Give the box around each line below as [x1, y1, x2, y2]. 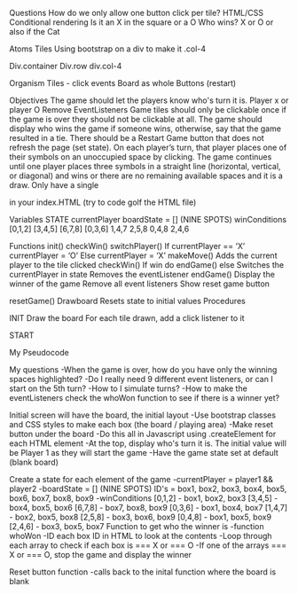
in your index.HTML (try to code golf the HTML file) [9, 197, 197, 207]
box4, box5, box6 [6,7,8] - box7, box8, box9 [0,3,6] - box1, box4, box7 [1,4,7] [9, 503, 288, 512]
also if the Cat [9, 27, 60, 36]
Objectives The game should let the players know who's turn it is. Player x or [9, 95, 289, 106]
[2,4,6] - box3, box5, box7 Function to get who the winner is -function [9, 521, 264, 531]
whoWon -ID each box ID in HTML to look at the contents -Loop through [9, 531, 272, 541]
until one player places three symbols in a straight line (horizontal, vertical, [9, 161, 281, 171]
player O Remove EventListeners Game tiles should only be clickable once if [9, 105, 286, 114]
